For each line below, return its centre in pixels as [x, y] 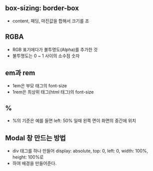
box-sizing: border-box [42, 8]
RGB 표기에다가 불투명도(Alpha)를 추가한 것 [55, 49]
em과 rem [20, 73]
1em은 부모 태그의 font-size [40, 86]
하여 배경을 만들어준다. [34, 164]
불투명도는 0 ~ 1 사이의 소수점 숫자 [46, 56]
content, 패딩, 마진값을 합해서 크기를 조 [51, 21]
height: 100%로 [28, 157]
